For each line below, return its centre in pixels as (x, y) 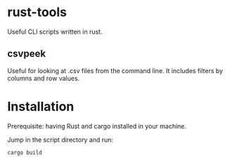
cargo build (25, 152)
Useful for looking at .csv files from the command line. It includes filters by (115, 70)
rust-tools (37, 12)
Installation (41, 106)
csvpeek (27, 54)
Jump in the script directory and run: (60, 139)
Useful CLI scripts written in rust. (55, 32)
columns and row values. (44, 78)
